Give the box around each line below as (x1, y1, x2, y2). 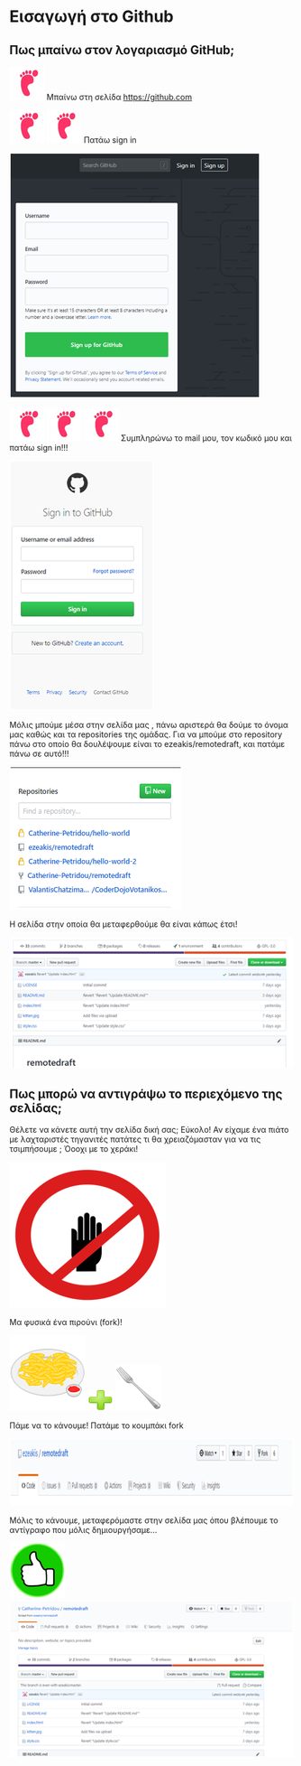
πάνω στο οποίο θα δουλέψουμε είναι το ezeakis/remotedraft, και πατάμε (9, 739, 286, 749)
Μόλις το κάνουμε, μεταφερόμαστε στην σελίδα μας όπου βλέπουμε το (9, 1515, 278, 1526)
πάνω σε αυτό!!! (9, 748, 69, 759)
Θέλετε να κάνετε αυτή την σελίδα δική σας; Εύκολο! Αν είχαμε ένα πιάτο (9, 1125, 289, 1135)
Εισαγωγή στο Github (9, 6, 174, 27)
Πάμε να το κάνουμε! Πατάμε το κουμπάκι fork (9, 1420, 185, 1431)
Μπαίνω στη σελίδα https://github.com (46, 92, 193, 102)
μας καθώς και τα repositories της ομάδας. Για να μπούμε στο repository (9, 729, 283, 740)
